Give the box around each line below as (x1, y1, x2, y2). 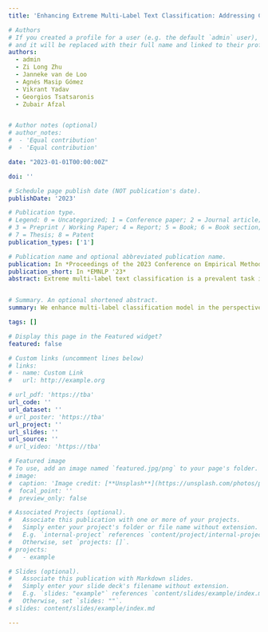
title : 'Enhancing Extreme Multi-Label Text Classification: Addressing (8, 11, 255, 20)
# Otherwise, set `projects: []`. (8, 538, 130, 546)
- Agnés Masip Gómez (15, 77, 84, 86)
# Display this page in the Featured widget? (8, 332, 162, 340)
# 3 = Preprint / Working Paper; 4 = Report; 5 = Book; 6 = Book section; (8, 224, 262, 232)
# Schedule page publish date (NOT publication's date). (8, 186, 202, 195)
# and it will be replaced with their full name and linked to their (8, 41, 245, 49)
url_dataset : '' (8, 406, 62, 414)
